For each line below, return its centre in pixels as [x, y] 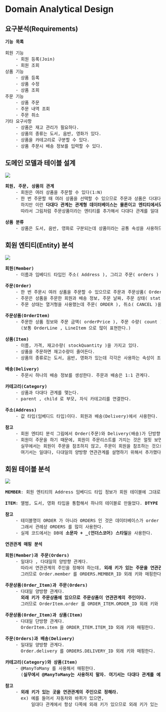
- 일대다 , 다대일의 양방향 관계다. [52, 562]
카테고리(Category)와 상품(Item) [41, 662]
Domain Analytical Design [60, 9]
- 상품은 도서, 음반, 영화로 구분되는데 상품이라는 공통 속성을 [80, 228]
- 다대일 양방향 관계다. [40, 592]
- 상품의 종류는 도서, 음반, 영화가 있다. [59, 133]
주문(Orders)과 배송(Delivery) [40, 639]
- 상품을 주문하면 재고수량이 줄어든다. [55, 352]
